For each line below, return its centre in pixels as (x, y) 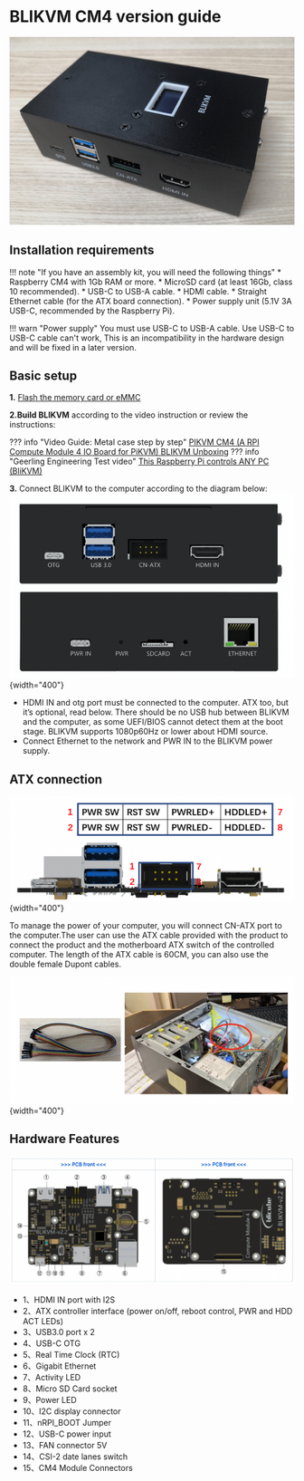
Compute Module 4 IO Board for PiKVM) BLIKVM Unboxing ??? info (134, 452)
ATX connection (56, 779)
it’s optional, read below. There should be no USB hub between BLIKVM (156, 712)
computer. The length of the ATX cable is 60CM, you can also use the (139, 954)
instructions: (33, 425)
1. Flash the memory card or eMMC (75, 398)
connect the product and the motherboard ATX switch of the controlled (142, 945)
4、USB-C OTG (52, 1343)
